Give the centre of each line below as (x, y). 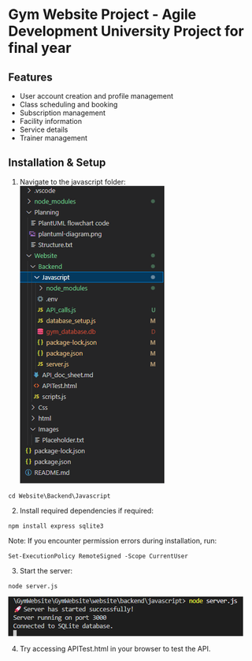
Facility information (51, 121)
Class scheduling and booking (69, 105)
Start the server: (46, 570)
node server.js (33, 586)
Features (30, 77)
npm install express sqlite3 (56, 526)
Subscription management (63, 113)
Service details (44, 129)
